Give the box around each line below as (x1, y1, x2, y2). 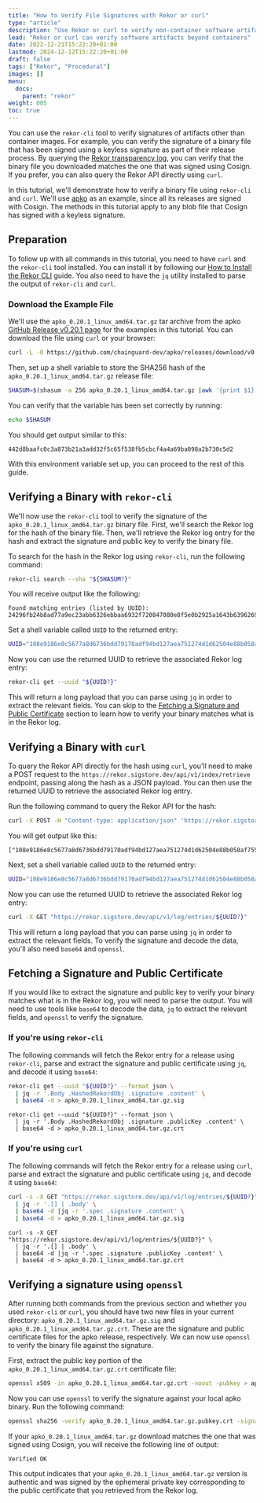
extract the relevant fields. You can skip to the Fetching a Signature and (8, 701, 240, 711)
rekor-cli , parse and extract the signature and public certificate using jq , (8, 1058, 247, 1068)
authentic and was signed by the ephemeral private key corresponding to (8, 1477, 246, 1486)
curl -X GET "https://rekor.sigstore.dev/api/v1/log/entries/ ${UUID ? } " (8, 913, 247, 921)
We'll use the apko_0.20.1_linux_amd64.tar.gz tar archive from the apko (8, 316, 241, 327)
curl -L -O (8, 349, 44, 356)
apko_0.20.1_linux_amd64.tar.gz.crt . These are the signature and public (8, 1324, 245, 1333)
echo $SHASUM (8, 415, 51, 423)
